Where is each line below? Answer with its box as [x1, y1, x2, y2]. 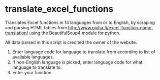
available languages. [12, 54, 54, 60]
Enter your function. [12, 69, 53, 75]
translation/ [5, 30, 29, 36]
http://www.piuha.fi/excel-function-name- [68, 24, 154, 30]
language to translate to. [12, 64, 62, 70]
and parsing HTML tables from [5, 24, 67, 30]
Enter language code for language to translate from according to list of [12, 49, 156, 55]
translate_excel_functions [5, 3, 114, 15]
